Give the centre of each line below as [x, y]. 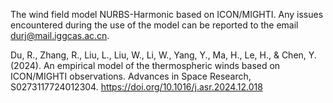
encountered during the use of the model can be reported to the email [154, 25]
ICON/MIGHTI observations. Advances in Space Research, [131, 76]
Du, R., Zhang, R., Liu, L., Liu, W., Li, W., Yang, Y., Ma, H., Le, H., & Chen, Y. [163, 55]
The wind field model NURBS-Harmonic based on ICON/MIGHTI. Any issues [167, 14]
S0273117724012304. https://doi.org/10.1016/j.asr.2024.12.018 [136, 87]
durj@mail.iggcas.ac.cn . [60, 35]
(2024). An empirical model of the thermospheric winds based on [145, 65]
